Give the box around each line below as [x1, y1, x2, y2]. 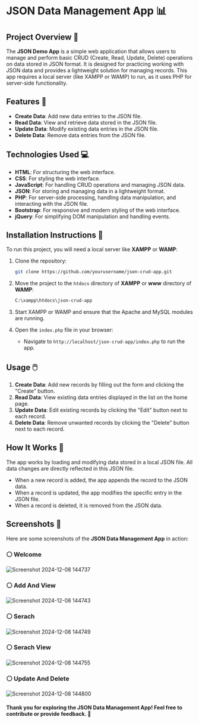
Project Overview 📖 [6, 32, 79, 42]
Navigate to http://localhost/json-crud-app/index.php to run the [23, 338, 185, 345]
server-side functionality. [6, 79, 68, 86]
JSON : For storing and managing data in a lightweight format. [14, 187, 165, 194]
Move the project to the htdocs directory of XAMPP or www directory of [14, 280, 192, 287]
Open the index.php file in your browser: [14, 326, 113, 333]
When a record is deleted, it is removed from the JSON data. [14, 502, 163, 509]
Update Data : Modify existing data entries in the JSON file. [14, 125, 159, 132]
